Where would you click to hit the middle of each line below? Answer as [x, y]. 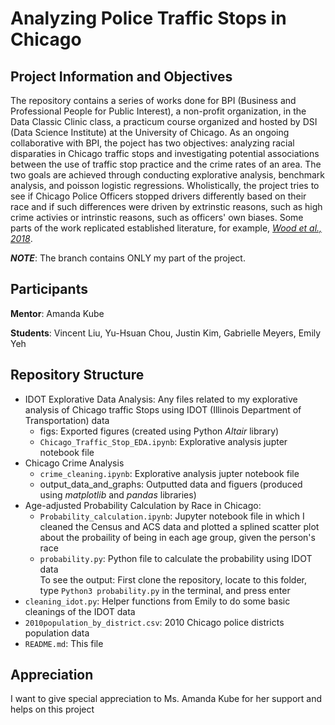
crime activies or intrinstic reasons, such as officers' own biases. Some [157, 217]
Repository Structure [77, 375]
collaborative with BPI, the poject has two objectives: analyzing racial [152, 143]
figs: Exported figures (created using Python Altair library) [159, 431]
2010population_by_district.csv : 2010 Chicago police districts [154, 622]
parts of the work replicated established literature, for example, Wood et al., [166, 228]
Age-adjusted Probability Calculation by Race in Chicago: [143, 505]
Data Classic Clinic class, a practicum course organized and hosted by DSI [164, 121]
